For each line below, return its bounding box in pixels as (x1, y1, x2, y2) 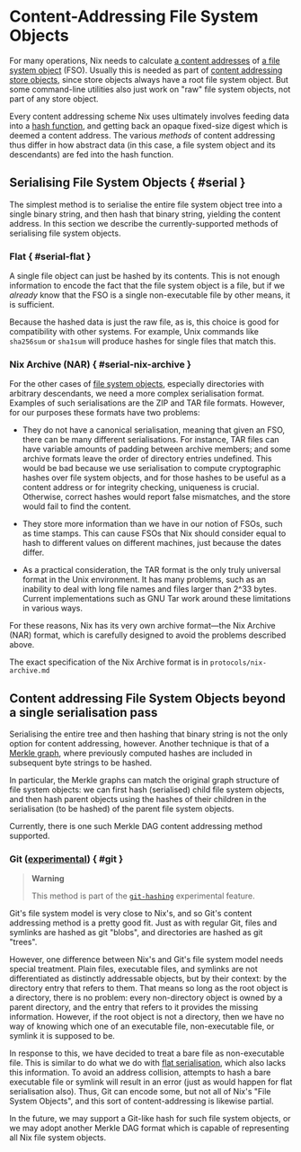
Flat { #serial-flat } (9, 250, 92, 263)
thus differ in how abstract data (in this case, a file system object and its (9, 139, 276, 150)
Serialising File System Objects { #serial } (9, 175, 246, 191)
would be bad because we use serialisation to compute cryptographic (22, 463, 281, 474)
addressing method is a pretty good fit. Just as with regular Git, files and (9, 917, 277, 928)
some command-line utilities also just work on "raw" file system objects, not (9, 84, 291, 94)
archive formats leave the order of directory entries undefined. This (22, 453, 272, 464)
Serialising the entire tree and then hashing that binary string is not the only (9, 728, 288, 739)
